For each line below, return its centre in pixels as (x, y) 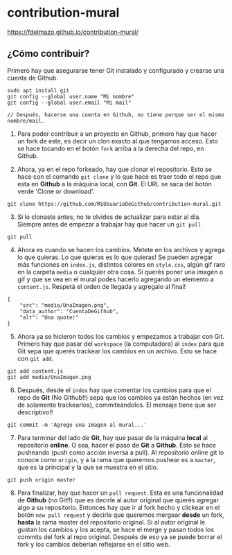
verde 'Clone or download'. (56, 191)
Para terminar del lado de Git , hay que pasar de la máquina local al (112, 437)
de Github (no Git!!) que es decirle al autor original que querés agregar (118, 500)
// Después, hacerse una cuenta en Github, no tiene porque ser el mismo (116, 115)
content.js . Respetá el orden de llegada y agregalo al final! (101, 286)
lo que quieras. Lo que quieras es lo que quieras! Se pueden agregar (115, 257)
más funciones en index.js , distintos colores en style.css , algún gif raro (121, 264)
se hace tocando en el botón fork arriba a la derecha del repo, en (110, 148)
